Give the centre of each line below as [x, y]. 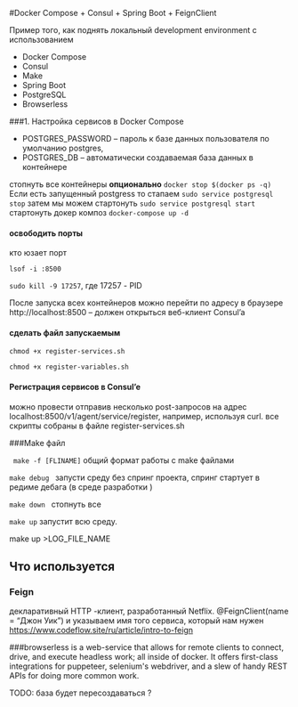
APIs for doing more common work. [74, 676]
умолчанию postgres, [63, 148]
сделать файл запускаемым [65, 332]
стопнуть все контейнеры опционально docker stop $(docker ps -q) [141, 184]
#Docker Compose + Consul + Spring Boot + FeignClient [113, 13]
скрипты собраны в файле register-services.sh [97, 426]
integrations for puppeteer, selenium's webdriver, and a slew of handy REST [149, 666]
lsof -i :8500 [36, 269]
